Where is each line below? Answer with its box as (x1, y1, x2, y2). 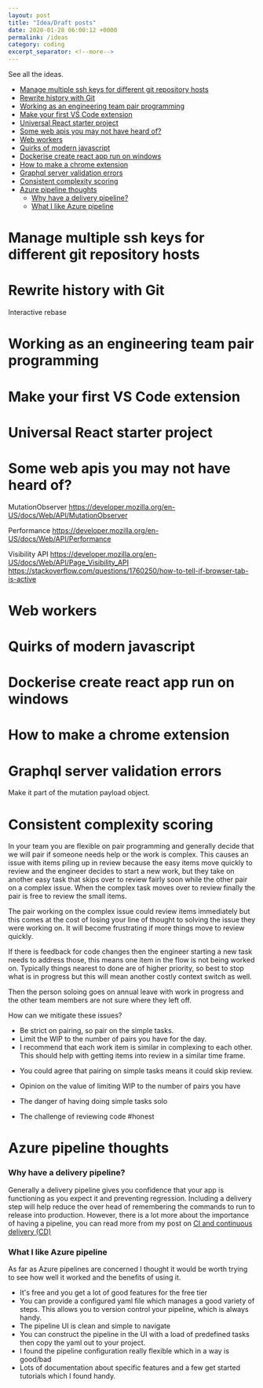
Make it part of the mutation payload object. (8, 788, 151, 798)
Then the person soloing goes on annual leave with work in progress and (8, 987, 244, 997)
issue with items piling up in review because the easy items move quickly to (8, 858, 253, 867)
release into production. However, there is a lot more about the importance (8, 1210, 250, 1219)
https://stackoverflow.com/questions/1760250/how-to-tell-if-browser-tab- (8, 566, 249, 575)
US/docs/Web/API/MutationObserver (8, 510, 128, 520)
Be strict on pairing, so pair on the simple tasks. (19, 1026, 174, 1036)
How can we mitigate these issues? (8, 1010, 122, 1021)
